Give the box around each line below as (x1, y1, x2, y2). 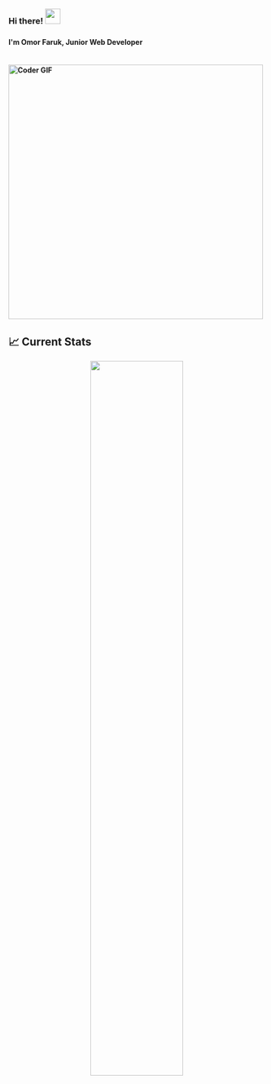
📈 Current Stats (8, 335, 92, 349)
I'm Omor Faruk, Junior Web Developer (8, 37, 143, 46)
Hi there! (8, 15, 44, 26)
